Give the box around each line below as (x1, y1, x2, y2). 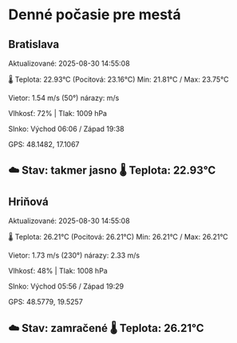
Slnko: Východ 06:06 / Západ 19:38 (8, 124, 125, 134)
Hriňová (8, 194, 49, 209)
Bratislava (8, 38, 60, 51)
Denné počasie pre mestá (8, 6, 181, 24)
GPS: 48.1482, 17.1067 (8, 140, 80, 149)
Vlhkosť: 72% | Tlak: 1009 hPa (8, 109, 108, 118)
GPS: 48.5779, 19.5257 (8, 297, 84, 307)
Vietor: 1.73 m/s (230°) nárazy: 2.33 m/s (8, 250, 140, 261)
